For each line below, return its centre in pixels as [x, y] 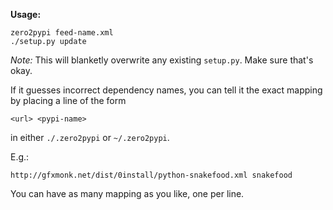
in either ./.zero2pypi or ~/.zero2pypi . [90, 137]
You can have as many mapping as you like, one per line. [127, 193]
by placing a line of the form [68, 100]
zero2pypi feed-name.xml [62, 33]
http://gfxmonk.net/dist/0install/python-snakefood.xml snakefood [151, 175]
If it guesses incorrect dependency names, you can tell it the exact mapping [166, 90]
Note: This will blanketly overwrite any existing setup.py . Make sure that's [162, 60]
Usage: [26, 14]
